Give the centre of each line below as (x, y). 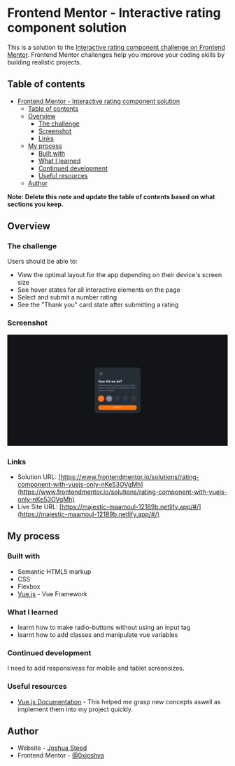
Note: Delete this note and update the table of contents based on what (111, 196)
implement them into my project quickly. (75, 709)
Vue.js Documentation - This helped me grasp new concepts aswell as (119, 701)
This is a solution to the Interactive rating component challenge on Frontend (116, 47)
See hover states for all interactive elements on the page (99, 290)
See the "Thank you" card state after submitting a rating (98, 305)
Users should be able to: (43, 262)
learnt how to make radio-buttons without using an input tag (104, 627)
